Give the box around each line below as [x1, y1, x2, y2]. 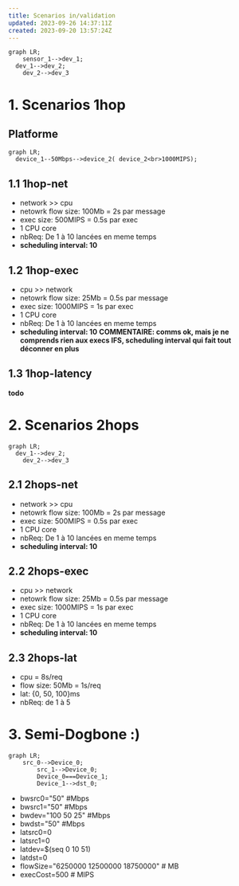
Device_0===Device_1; [37, 773, 109, 781]
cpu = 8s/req [19, 672, 63, 682]
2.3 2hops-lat [8, 651, 77, 664]
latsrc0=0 [19, 828, 52, 837]
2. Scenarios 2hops [8, 416, 139, 434]
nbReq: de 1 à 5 [19, 698, 71, 708]
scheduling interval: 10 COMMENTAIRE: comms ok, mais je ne [19, 327, 229, 336]
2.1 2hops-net [8, 478, 78, 492]
